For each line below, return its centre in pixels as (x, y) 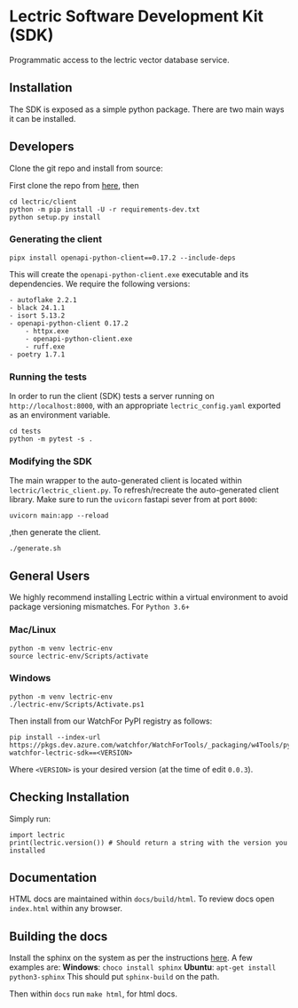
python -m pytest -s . (51, 439)
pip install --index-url (55, 737)
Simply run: (30, 819)
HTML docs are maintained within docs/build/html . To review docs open (142, 899)
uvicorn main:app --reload (59, 516)
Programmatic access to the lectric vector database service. (120, 60)
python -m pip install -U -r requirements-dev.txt (105, 209)
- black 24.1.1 (37, 308)
